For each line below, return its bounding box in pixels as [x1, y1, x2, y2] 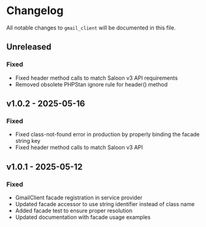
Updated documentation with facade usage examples [15, 214, 151, 221]
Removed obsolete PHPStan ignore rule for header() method [15, 80, 168, 88]
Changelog [6, 4, 64, 18]
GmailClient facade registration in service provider [15, 194, 143, 201]
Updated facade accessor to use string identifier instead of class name [15, 201, 195, 207]
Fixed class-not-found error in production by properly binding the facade [15, 131, 200, 138]
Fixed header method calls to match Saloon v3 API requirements [15, 74, 178, 82]
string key [15, 137, 41, 145]
